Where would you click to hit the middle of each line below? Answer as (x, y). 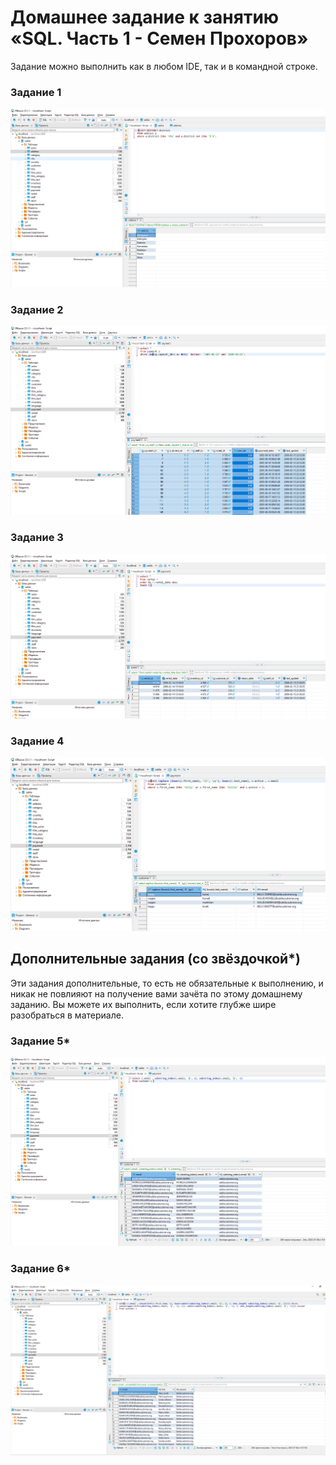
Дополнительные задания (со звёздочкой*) (155, 959)
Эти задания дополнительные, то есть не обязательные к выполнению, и (167, 983)
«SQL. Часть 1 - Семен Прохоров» (159, 38)
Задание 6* (40, 1268)
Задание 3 (37, 538)
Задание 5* (40, 1041)
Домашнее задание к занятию (145, 17)
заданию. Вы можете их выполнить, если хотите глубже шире (143, 1004)
